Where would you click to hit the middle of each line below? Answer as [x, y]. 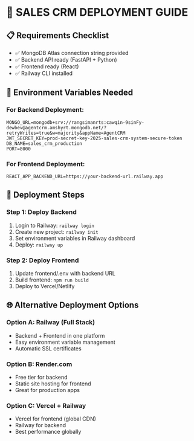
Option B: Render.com [39, 364]
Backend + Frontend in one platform [60, 335]
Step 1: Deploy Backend [41, 212]
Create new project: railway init [57, 231]
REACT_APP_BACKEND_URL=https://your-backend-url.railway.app [85, 176]
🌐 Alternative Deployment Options [73, 305]
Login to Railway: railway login [55, 225]
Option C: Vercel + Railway [46, 405]
